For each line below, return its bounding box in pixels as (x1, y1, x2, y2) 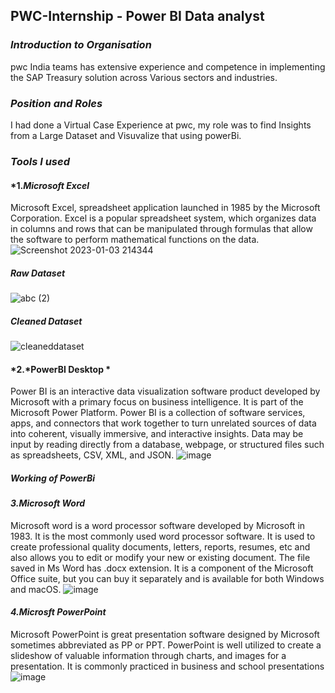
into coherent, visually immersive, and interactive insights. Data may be (10, 428, 304, 440)
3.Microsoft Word (10, 497, 86, 509)
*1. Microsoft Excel (10, 179, 90, 191)
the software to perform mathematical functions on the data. (10, 234, 260, 246)
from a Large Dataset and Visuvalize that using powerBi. (10, 129, 242, 141)
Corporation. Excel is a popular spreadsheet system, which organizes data (10, 212, 317, 224)
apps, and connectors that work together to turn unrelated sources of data (10, 417, 317, 429)
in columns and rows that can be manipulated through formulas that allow (10, 223, 313, 235)
